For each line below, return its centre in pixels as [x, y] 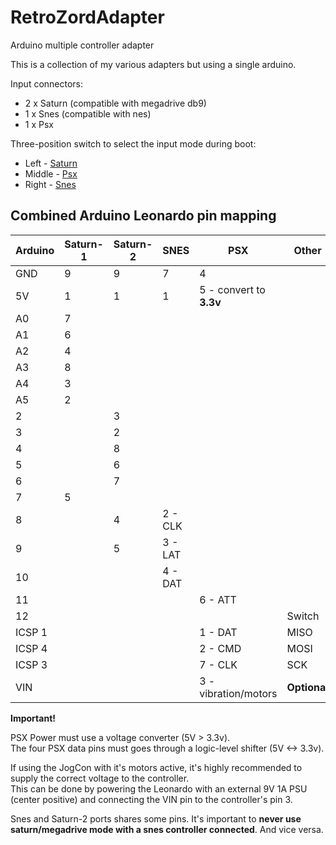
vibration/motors [238, 693]
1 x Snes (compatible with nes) [88, 113]
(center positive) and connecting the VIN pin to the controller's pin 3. [151, 799]
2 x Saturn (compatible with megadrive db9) [115, 103]
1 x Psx [39, 124]
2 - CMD [220, 648]
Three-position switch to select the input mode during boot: [133, 143]
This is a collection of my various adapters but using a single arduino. [153, 64]
